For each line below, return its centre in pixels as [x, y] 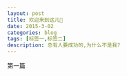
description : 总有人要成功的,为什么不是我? [64, 45]
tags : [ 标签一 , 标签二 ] [37, 39]
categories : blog [32, 33]
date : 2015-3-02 [30, 26]
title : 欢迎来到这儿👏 [35, 20]
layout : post [26, 13]
